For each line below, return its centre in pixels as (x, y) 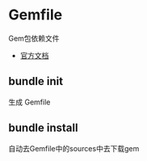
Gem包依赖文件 (34, 38)
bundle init (36, 81)
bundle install (43, 128)
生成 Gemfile (29, 102)
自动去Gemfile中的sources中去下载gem (74, 148)
